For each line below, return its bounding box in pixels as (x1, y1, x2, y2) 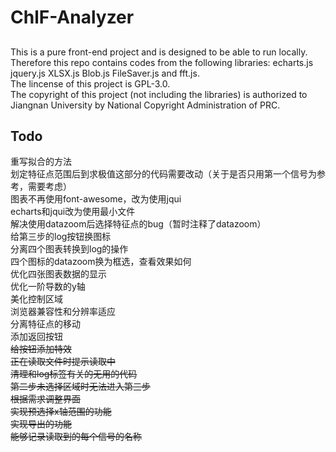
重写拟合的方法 (10, 156, 72, 168)
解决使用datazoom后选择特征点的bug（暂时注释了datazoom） (10, 218, 267, 230)
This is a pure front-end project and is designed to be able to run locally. (10, 46, 308, 58)
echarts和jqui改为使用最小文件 (10, 206, 136, 218)
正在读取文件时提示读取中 (10, 356, 116, 368)
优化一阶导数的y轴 (10, 281, 86, 293)
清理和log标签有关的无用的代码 (10, 368, 138, 380)
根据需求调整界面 (10, 393, 81, 405)
